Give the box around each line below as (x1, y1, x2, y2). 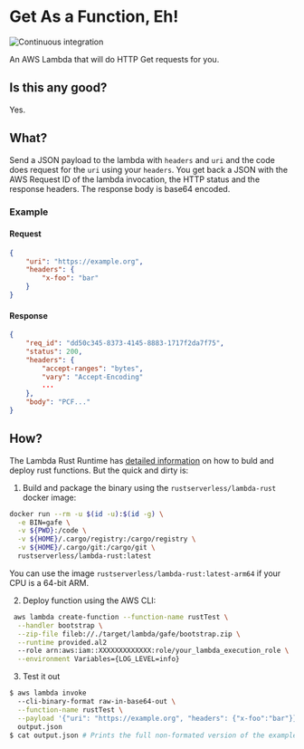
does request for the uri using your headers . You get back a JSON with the (9, 164, 288, 175)
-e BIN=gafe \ (17, 518, 71, 527)
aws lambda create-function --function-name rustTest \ (13, 612, 229, 621)
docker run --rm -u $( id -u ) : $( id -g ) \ (9, 509, 165, 518)
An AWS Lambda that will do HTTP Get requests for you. (9, 53, 220, 64)
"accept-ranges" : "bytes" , (42, 364, 144, 373)
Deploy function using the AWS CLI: (22, 595, 157, 606)
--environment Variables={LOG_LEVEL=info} (17, 655, 180, 664)
